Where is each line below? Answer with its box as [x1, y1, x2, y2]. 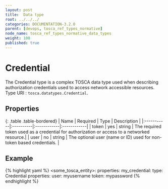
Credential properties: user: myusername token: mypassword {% [5, 173, 140, 179]
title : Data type [5, 12, 44, 17]
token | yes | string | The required [92, 123, 161, 129]
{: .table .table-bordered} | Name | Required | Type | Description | [5, 118, 141, 124]
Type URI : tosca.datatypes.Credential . [5, 90, 88, 96]
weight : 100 [5, 36, 30, 41]
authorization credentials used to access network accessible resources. [5, 84, 155, 90]
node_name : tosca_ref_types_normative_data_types [5, 31, 112, 36]
